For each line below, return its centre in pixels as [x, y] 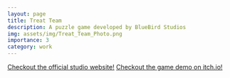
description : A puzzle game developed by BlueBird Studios [97, 27]
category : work [30, 47]
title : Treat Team [35, 21]
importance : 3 [28, 40]
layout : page [27, 14]
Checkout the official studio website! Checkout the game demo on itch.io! [115, 67]
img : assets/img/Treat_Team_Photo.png [65, 34]
